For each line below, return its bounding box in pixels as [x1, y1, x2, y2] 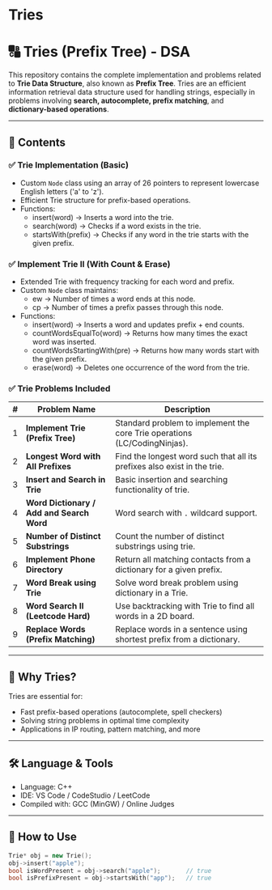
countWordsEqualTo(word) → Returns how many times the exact [32, 328, 249, 338]
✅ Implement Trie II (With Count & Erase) [8, 258, 171, 269]
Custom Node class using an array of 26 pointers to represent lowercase [19, 178, 260, 188]
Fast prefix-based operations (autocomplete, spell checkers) [19, 707, 223, 717]
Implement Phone [25, 554, 96, 566]
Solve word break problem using [115, 577, 239, 588]
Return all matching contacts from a [115, 554, 251, 566]
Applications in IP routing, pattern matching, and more [19, 724, 201, 734]
